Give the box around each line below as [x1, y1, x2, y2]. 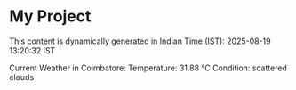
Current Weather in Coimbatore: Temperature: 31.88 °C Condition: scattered [9, 62, 287, 73]
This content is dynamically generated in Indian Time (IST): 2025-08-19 [9, 36, 271, 46]
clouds [9, 71, 35, 82]
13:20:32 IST [9, 45, 56, 55]
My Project [9, 6, 92, 27]
